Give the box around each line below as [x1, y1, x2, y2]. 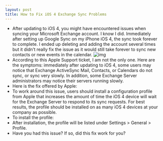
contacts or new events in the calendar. [12, 51, 93, 57]
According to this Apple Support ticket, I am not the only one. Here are [12, 57, 155, 63]
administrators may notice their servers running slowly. [12, 77, 124, 84]
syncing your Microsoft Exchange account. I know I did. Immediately [12, 31, 151, 36]
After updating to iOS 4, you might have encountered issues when [12, 25, 146, 31]
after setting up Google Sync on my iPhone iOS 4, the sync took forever [12, 35, 158, 42]
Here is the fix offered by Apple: [12, 83, 77, 89]
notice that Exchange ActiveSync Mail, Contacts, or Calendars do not [12, 67, 153, 73]
